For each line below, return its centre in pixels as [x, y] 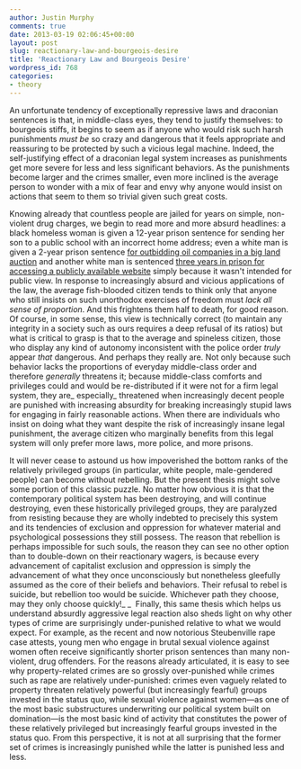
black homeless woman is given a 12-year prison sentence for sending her [147, 232]
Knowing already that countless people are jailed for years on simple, [137, 213]
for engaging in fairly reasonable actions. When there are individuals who [145, 414]
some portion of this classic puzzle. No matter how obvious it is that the [142, 489]
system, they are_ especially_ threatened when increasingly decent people [147, 395]
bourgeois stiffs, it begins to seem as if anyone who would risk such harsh [146, 129]
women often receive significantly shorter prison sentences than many [140, 651]
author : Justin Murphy [52, 18]
